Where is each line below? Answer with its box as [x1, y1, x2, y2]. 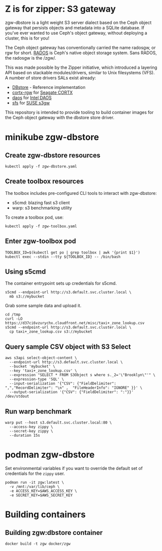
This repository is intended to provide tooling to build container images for [5, 109, 154, 115]
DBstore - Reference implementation [12, 84, 86, 90]
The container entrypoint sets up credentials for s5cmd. [5, 280, 117, 286]
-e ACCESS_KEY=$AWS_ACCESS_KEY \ [9, 488, 77, 493]
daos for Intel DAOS [12, 94, 52, 101]
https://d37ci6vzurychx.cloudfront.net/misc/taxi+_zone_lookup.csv [5, 321, 145, 326]
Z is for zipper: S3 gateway [5, 3, 116, 15]
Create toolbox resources [5, 177, 84, 186]
